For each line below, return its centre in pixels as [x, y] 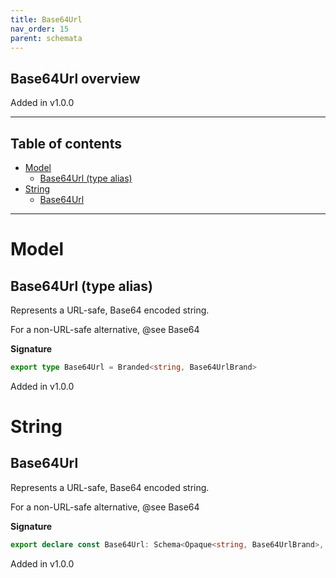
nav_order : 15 [40, 29]
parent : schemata [46, 38]
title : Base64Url [46, 19]
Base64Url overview [75, 78]
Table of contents [66, 143]
